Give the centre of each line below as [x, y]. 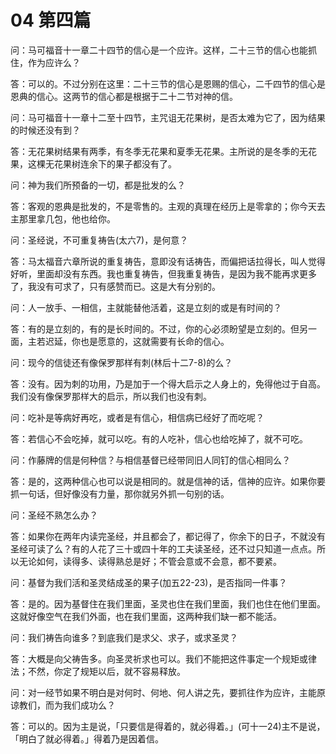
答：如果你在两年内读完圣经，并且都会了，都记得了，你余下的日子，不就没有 [168, 536]
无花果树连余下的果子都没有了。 [110, 163]
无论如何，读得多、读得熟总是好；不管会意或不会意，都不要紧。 [150, 561]
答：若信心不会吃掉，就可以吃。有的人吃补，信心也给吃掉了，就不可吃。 [159, 438]
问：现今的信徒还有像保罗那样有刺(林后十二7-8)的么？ [121, 362]
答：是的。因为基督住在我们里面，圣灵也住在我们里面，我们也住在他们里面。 [168, 603]
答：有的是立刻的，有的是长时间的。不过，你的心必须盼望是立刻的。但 [155, 328]
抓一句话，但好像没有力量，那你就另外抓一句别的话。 [120, 493]
